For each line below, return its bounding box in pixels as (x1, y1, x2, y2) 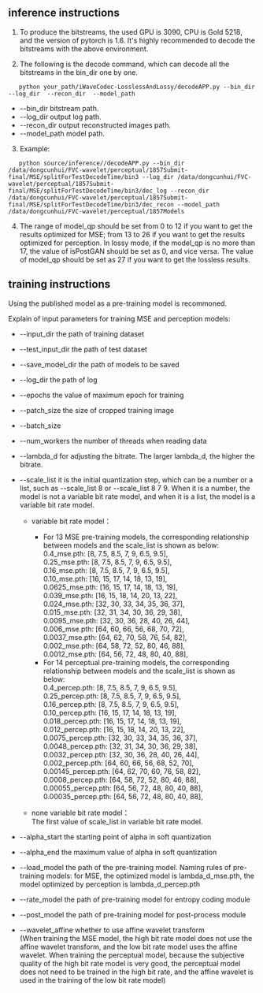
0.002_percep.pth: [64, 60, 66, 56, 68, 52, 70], (43, 758, 194, 768)
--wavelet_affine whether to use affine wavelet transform (19, 925, 205, 935)
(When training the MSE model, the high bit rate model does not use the (19, 933, 253, 943)
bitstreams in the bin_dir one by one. (19, 67, 139, 77)
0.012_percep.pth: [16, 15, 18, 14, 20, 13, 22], (43, 724, 186, 734)
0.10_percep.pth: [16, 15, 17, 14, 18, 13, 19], (43, 708, 177, 717)
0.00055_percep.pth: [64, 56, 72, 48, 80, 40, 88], (43, 783, 203, 793)
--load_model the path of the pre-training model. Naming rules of (19, 862, 232, 872)
